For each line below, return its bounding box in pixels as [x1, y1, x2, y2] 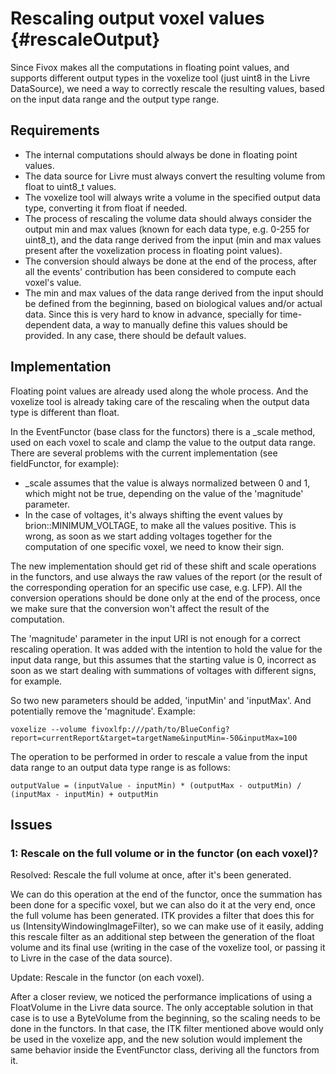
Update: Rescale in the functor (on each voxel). [10, 972, 205, 984]
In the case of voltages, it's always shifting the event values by [24, 508, 283, 521]
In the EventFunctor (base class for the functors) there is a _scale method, [10, 425, 316, 437]
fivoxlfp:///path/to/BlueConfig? [90, 724, 230, 734]
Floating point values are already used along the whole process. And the [10, 385, 309, 397]
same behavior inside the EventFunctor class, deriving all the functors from [10, 1044, 320, 1056]
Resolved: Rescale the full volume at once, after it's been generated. [10, 869, 292, 881]
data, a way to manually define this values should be [72, 318, 288, 331]
